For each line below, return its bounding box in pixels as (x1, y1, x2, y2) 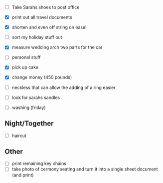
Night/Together (4, 119, 54, 128)
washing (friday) (11, 104, 46, 110)
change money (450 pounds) (11, 74, 72, 80)
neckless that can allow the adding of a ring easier (11, 84, 116, 90)
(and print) (11, 172, 34, 178)
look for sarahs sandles (11, 94, 60, 100)
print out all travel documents (11, 14, 73, 20)
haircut (11, 132, 27, 138)
